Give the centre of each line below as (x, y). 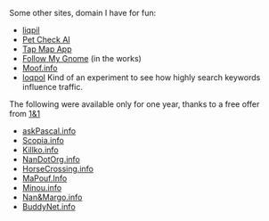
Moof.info (40, 68)
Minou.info (42, 188)
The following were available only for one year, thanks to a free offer (134, 104)
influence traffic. (52, 87)
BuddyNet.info (49, 207)
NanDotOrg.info (51, 159)
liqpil (31, 30)
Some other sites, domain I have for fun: (83, 13)
